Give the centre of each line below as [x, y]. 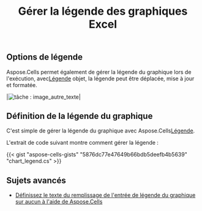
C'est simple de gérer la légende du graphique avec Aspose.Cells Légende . [101, 131]
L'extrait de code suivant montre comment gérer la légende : [83, 143]
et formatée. [22, 85]
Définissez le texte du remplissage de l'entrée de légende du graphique [105, 195]
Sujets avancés [36, 180]
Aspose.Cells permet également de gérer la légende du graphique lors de [99, 72]
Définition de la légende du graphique [80, 116]
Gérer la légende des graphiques [103, 11]
